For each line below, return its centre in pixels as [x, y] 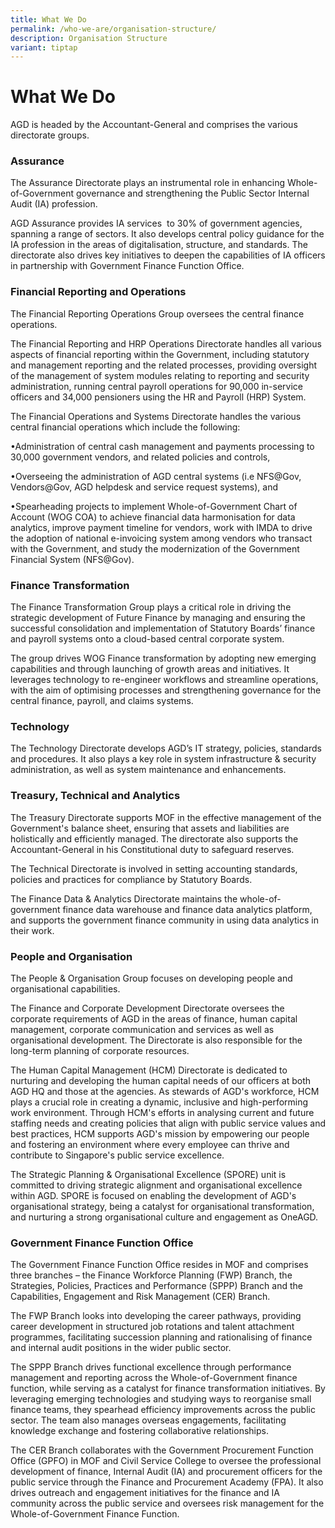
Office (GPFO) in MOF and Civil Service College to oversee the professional [166, 1461]
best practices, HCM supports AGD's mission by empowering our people [160, 1133]
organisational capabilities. [65, 988]
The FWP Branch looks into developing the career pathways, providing [156, 1316]
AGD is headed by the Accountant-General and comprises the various [154, 125]
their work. [32, 930]
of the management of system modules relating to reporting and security [160, 375]
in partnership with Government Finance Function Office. [127, 266]
